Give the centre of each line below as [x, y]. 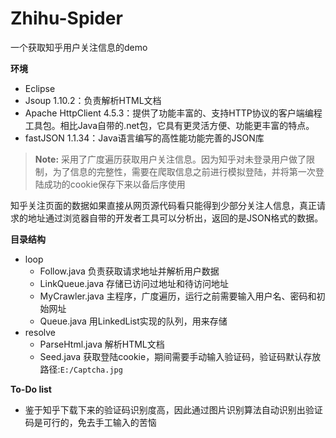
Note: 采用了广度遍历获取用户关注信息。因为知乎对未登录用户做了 [170, 159]
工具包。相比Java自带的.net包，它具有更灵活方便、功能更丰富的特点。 [169, 125]
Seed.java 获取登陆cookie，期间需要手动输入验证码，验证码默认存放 [180, 356]
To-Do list [31, 389]
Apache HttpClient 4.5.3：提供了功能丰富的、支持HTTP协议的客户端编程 [173, 113]
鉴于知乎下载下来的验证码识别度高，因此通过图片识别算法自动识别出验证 [173, 409]
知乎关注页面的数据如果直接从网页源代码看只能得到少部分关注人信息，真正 [163, 205]
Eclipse [40, 88]
